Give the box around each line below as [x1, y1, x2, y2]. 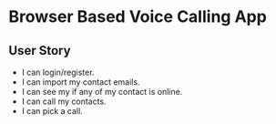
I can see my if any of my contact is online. [21, 87, 183, 97]
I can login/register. [21, 67, 95, 77]
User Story [8, 43, 71, 58]
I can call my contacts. [21, 96, 107, 107]
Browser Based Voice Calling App [8, 6, 268, 27]
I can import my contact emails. [21, 77, 140, 88]
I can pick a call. [21, 106, 83, 116]
